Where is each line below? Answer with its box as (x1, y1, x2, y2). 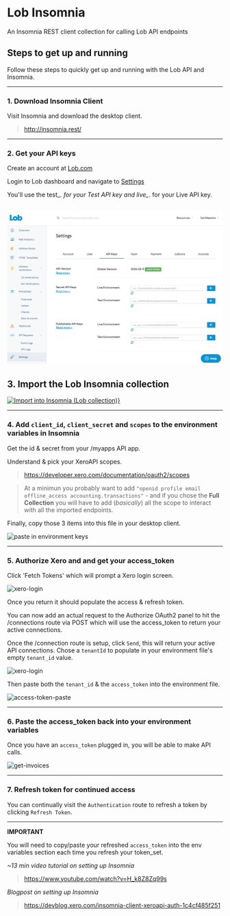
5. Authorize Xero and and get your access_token (7, 556, 175, 565)
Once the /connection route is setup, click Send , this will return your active (7, 639, 216, 647)
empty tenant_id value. (7, 653, 73, 661)
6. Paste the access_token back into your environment (7, 717, 192, 726)
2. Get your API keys (7, 149, 77, 158)
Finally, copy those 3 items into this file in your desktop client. (7, 519, 181, 527)
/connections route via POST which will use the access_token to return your (7, 618, 221, 626)
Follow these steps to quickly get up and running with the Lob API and (7, 65, 205, 73)
